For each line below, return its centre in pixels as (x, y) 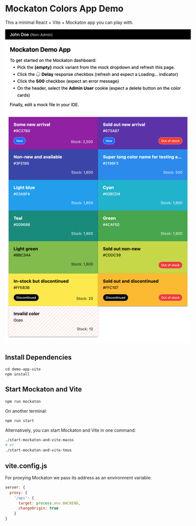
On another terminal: (26, 411)
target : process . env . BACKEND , (49, 503)
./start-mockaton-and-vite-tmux (38, 450)
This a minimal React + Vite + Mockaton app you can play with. (69, 22)
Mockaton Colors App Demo (64, 9)
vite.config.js (26, 466)
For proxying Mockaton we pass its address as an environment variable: (78, 477)
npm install (17, 374)
